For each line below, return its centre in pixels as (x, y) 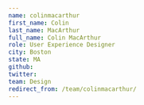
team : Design (30, 81)
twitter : (23, 74)
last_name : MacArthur (44, 30)
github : (21, 67)
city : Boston (30, 52)
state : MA (25, 60)
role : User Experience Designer (62, 45)
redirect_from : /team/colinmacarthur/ (72, 89)
